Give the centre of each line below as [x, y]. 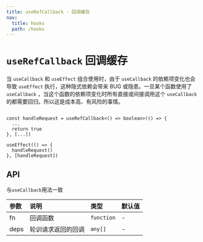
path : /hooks [28, 29]
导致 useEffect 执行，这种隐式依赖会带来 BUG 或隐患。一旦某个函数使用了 [99, 86]
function [103, 217]
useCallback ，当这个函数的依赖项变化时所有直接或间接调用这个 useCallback [102, 94]
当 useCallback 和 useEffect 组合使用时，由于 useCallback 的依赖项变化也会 [101, 79]
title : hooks [28, 23]
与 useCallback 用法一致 [35, 190]
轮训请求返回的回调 [57, 230]
